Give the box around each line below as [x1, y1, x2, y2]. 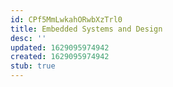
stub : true [10, 61, 56, 71]
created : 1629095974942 [10, 52, 110, 62]
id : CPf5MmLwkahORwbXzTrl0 [10, 14, 123, 25]
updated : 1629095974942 [10, 42, 110, 53]
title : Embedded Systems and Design [10, 24, 163, 34]
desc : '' [10, 33, 47, 43]
